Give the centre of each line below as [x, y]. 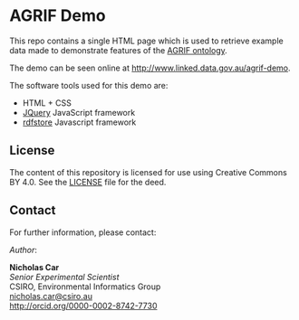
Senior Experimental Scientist [64, 277]
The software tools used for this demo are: [89, 85]
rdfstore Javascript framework [79, 122]
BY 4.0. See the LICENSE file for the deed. [88, 182]
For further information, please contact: [83, 232]
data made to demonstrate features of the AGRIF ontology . [119, 50]
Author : [24, 249]
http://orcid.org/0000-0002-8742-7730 [83, 306]
